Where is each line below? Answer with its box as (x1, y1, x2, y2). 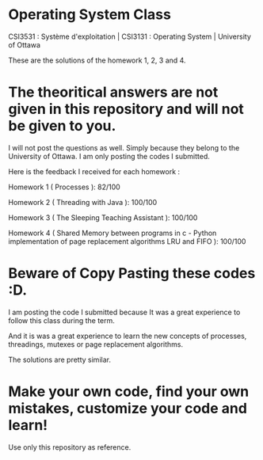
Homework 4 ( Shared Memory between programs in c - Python (8, 228, 217, 238)
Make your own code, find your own (8, 382, 250, 401)
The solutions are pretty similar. (8, 355, 111, 364)
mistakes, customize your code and (8, 400, 248, 417)
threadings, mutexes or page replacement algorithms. (8, 339, 184, 349)
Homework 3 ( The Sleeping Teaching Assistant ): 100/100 (8, 212, 198, 222)
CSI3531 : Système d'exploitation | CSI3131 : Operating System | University (8, 32, 252, 41)
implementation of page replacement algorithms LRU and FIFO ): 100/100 (8, 236, 246, 246)
